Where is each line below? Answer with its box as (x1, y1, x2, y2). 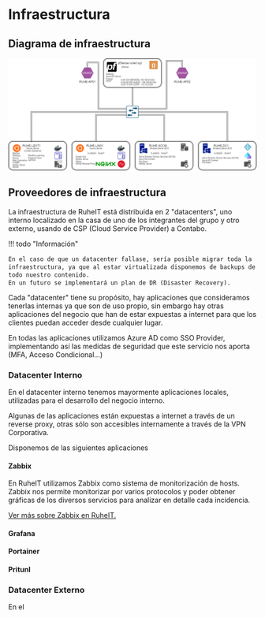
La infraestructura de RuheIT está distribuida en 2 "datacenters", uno (8, 207, 233, 216)
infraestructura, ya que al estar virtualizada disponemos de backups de (8, 262, 256, 271)
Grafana (8, 528, 35, 538)
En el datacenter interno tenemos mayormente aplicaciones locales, (8, 387, 229, 396)
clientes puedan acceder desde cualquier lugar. (8, 318, 163, 327)
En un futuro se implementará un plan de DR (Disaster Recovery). (8, 278, 231, 287)
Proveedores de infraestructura (8, 186, 167, 199)
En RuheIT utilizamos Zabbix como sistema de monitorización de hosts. (8, 478, 241, 488)
